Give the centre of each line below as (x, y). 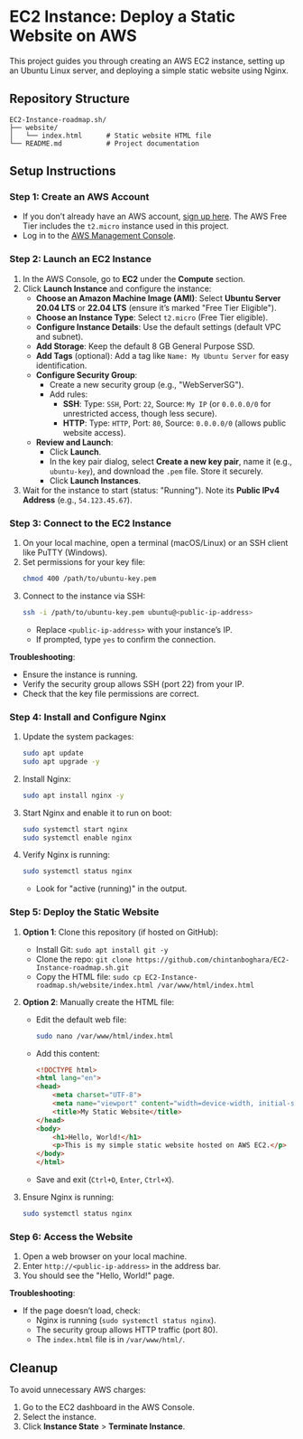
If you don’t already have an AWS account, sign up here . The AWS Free (154, 216)
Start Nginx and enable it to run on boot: (97, 813)
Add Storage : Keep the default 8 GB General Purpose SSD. (145, 346)
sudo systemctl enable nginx (77, 838)
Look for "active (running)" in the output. (111, 889)
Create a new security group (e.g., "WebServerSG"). (147, 384)
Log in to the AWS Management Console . (99, 236)
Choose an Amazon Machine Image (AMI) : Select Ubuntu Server (158, 298)
